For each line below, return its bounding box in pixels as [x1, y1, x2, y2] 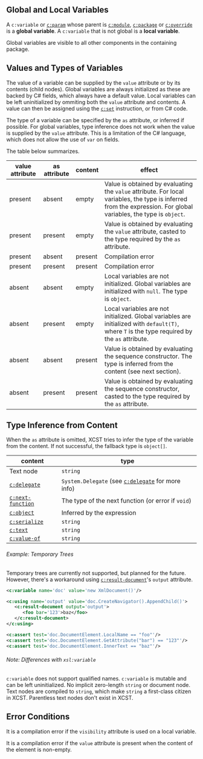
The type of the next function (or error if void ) [61, 497, 192, 505]
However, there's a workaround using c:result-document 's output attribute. [6, 576, 193, 583]
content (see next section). [105, 367, 181, 376]
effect [140, 166, 158, 174]
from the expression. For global [105, 202, 193, 210]
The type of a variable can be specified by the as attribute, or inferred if [6, 116, 184, 123]
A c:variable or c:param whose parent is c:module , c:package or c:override [6, 21, 193, 28]
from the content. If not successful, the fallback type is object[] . [6, 443, 167, 450]
